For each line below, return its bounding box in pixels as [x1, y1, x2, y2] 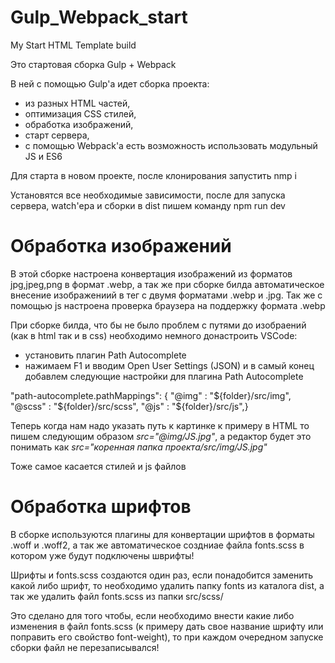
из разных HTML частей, [24, 97, 131, 109]
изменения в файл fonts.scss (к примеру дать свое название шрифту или [10, 620, 324, 632]
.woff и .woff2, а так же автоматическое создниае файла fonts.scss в [10, 539, 305, 551]
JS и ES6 [24, 150, 63, 162]
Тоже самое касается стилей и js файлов [10, 460, 187, 472]
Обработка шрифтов [10, 496, 192, 518]
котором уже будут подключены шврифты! [10, 549, 195, 561]
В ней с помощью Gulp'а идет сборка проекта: [10, 77, 210, 90]
